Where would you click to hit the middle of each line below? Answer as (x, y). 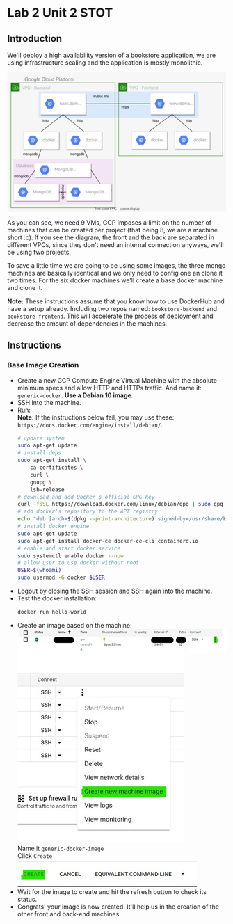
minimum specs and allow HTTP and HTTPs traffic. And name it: (109, 388)
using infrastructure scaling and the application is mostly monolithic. (105, 63)
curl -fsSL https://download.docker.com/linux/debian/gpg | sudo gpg (120, 504)
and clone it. (25, 287)
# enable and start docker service (69, 548)
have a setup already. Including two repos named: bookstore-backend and (112, 308)
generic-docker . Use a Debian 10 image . (75, 395)
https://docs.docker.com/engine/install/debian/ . (90, 424)
